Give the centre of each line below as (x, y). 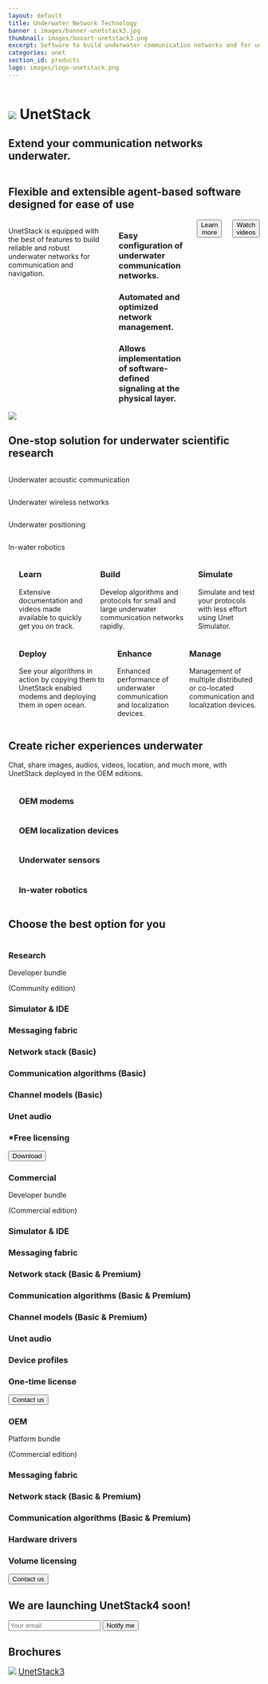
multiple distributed (221, 679)
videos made (40, 609)
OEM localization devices (69, 830)
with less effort (223, 609)
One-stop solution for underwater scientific (119, 441)
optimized (138, 307)
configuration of (151, 246)
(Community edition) (42, 989)
